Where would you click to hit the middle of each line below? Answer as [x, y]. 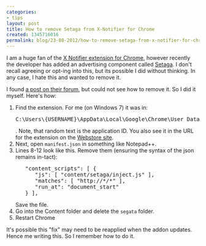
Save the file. [32, 205]
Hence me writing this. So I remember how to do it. [71, 236]
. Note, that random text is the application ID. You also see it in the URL [105, 131]
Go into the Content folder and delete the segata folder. [85, 211]
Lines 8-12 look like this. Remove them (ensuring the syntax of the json [105, 150]
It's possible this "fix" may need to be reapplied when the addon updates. [99, 229]
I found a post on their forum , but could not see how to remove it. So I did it [101, 89]
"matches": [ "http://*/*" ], [80, 181]
